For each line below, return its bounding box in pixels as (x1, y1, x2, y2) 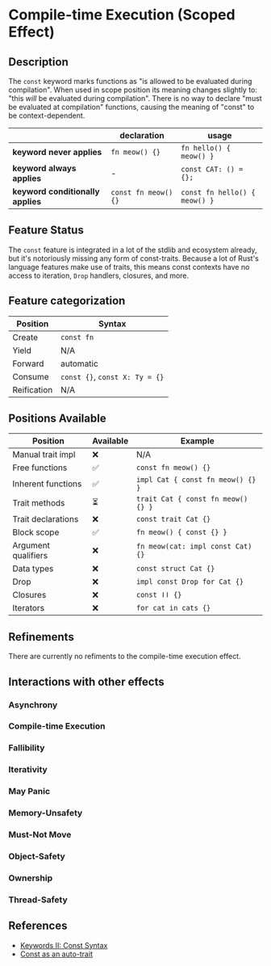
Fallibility (8, 742, 45, 754)
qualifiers (12, 550, 48, 561)
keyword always (12, 163, 77, 174)
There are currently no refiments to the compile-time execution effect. (8, 652, 241, 661)
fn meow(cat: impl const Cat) (135, 542, 252, 551)
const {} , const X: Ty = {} (60, 371, 165, 382)
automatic (60, 358, 98, 369)
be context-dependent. (8, 111, 85, 120)
